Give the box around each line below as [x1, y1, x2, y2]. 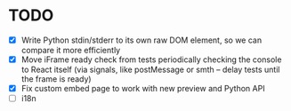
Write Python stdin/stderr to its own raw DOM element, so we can [20, 35, 263, 45]
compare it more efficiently [20, 45, 121, 55]
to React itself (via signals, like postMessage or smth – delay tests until [20, 64, 280, 75]
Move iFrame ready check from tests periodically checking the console [20, 54, 282, 65]
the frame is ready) [20, 74, 92, 84]
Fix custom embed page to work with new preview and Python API [20, 83, 265, 94]
